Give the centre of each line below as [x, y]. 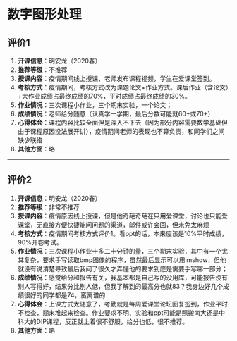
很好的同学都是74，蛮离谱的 [65, 295]
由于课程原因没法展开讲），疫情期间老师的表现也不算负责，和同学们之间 [121, 131]
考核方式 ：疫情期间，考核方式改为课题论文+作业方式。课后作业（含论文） [123, 87]
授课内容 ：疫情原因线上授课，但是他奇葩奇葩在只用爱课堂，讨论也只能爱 [122, 216]
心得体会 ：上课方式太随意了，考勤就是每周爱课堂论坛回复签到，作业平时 [122, 304]
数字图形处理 [45, 14]
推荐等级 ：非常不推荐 [48, 207]
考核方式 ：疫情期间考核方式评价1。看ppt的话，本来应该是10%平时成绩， [122, 233]
